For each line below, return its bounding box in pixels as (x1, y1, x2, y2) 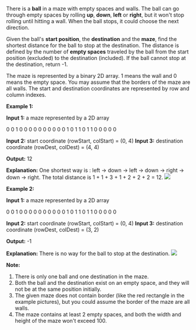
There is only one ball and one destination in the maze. (14, 273, 149, 280)
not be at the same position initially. (14, 285, 102, 293)
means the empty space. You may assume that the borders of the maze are (6, 78, 191, 86)
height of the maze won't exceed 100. (14, 318, 107, 324)
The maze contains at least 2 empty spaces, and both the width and (14, 311, 182, 318)
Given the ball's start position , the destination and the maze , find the (6, 36, 177, 42)
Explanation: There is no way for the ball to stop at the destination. (6, 250, 170, 257)
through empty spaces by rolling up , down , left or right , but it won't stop (6, 11, 185, 18)
